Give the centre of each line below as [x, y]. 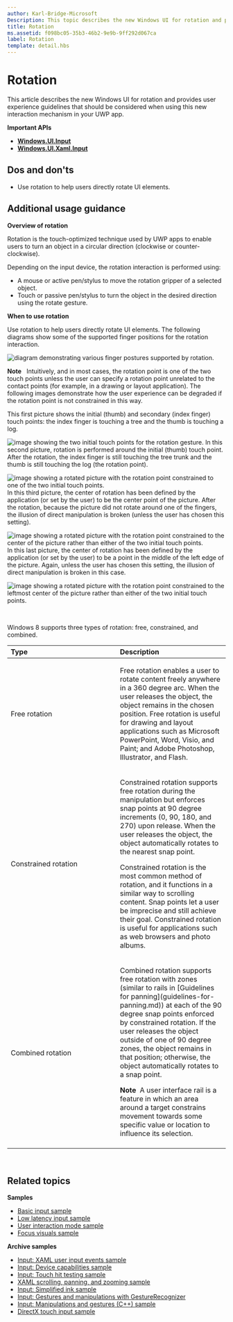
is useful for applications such [169, 928]
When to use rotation [38, 316]
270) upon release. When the [168, 825]
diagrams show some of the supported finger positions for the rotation [108, 336]
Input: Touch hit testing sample [61, 1275]
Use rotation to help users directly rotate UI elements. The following [104, 329]
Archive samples [32, 1246]
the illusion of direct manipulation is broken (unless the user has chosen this [116, 515]
